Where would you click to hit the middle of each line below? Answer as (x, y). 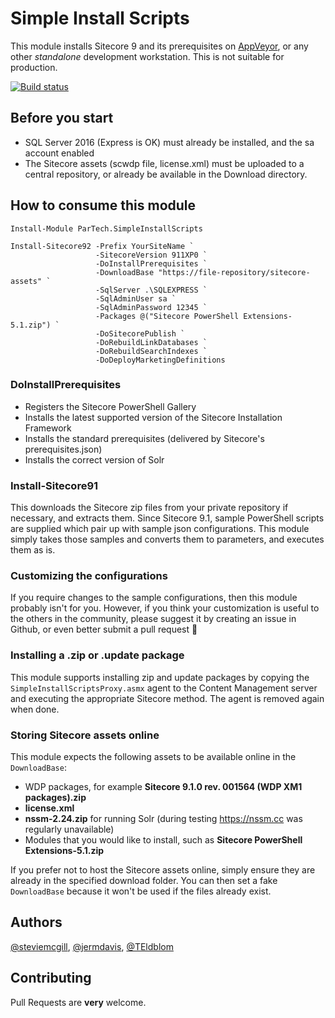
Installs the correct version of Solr (94, 459)
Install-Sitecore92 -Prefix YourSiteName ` (102, 246)
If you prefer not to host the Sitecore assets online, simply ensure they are (163, 870)
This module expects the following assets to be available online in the (153, 757)
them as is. (33, 550)
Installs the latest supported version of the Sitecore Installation (153, 417)
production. (34, 67)
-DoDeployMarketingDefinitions (160, 360)
